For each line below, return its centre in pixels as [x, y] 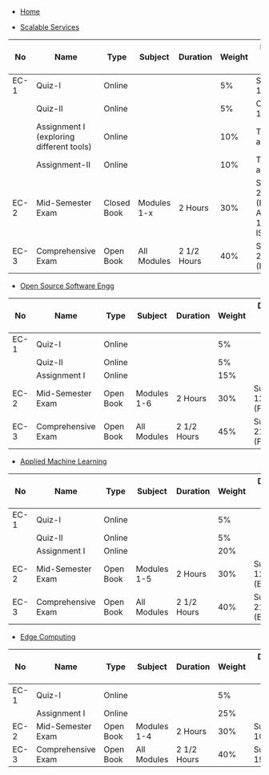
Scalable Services [50, 27]
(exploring [55, 137]
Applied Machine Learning [63, 461]
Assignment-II [63, 165]
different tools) [64, 146]
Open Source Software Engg [67, 286]
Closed [117, 203]
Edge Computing [48, 637]
